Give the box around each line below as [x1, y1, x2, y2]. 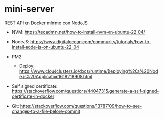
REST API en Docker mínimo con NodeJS [4, 20, 88, 26]
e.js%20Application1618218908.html [19, 73, 93, 79]
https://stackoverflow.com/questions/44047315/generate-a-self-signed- [11, 88, 159, 94]
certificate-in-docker [11, 93, 55, 99]
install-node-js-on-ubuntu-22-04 [11, 44, 79, 50]
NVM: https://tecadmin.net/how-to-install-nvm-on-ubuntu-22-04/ [11, 29, 145, 35]
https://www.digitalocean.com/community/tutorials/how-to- [30, 38, 152, 45]
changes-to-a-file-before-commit [11, 108, 81, 114]
